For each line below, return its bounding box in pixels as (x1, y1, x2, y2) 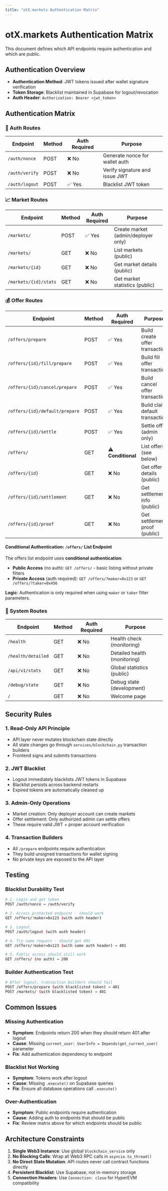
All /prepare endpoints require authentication (12, 845, 105, 851)
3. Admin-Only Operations (5, 800, 70, 807)
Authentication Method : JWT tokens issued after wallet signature (12, 79, 149, 85)
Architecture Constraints (5, 1135, 84, 1143)
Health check (110, 635, 142, 642)
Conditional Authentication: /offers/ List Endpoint (5, 544, 112, 550)
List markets (114, 246, 143, 253)
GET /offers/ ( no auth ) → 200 (5, 957, 68, 962)
